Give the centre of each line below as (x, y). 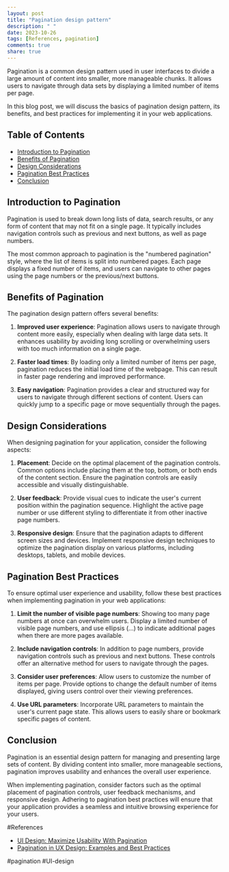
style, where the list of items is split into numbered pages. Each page (104, 261)
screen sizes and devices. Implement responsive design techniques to (116, 540)
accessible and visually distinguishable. (72, 485)
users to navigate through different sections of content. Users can (110, 397)
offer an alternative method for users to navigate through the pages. (113, 663)
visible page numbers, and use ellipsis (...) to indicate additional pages (116, 628)
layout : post (26, 13)
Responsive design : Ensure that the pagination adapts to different (110, 533)
